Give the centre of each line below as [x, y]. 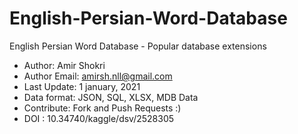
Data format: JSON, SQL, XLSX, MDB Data [111, 97]
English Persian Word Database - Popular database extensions [138, 46]
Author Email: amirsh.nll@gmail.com [98, 76]
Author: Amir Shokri [64, 65]
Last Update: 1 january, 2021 [82, 86]
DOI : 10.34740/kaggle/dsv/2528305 [99, 118]
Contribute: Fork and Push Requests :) [102, 108]
